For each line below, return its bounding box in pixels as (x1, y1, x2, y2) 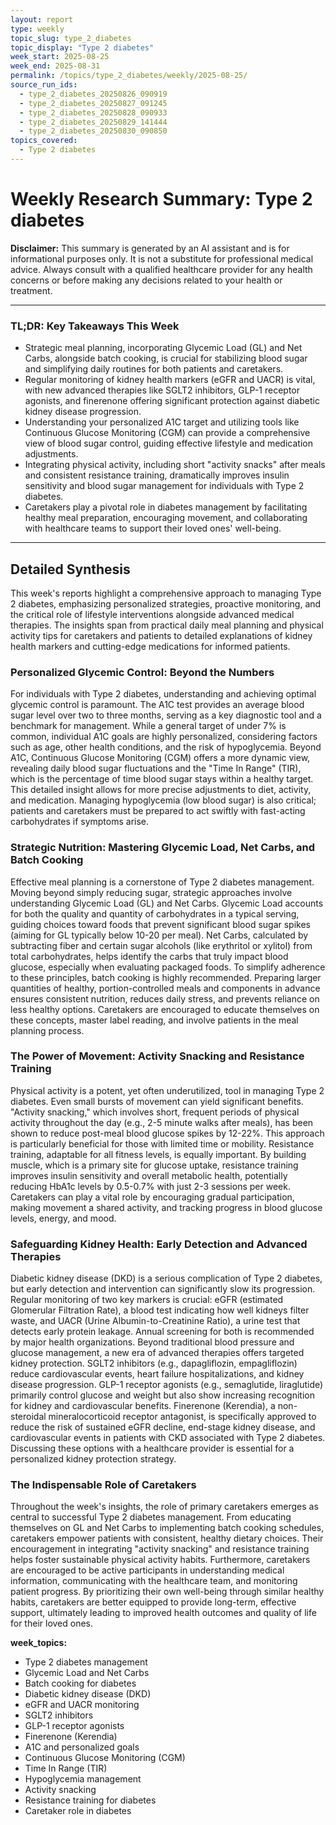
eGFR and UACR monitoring (24, 1699, 140, 1711)
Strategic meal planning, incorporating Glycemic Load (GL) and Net (24, 342, 303, 354)
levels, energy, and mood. (10, 1212, 117, 1224)
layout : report (10, 14, 74, 25)
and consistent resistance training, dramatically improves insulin (24, 469, 290, 481)
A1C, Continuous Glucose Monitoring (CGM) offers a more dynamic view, (10, 752, 311, 764)
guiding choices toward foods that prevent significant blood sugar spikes (10, 918, 311, 930)
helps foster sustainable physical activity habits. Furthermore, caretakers (10, 1554, 311, 1566)
